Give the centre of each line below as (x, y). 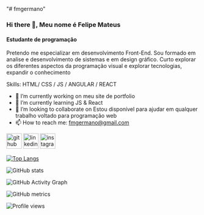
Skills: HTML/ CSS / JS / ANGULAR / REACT (62, 85)
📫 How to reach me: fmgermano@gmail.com (72, 123)
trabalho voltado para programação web (66, 116)
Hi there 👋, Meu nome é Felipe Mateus (64, 25)
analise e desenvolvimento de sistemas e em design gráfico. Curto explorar (101, 59)
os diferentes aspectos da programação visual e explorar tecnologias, (94, 66)
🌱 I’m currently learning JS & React (59, 103)
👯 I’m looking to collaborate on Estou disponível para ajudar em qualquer (106, 109)
